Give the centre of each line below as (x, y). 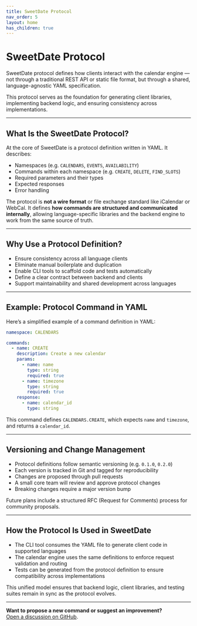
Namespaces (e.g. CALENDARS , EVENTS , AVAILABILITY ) (77, 165)
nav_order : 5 (22, 17)
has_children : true (30, 28)
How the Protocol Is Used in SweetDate (79, 531)
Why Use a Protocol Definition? (64, 244)
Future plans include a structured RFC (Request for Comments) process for (97, 500)
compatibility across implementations (60, 575)
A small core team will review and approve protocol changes (87, 483)
